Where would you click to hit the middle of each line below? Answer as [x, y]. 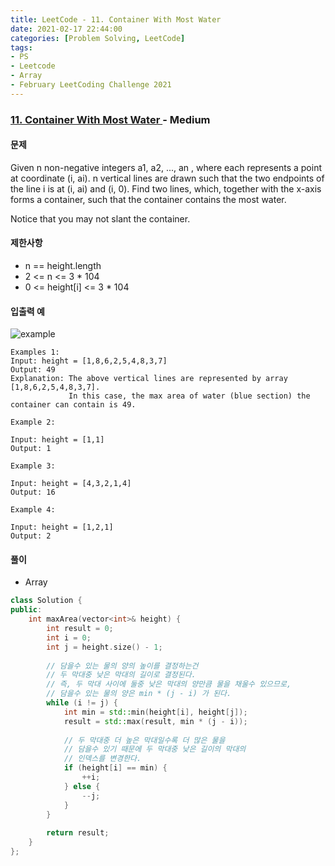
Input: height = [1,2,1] [62, 527]
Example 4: [33, 510]
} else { [82, 786]
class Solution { [46, 601]
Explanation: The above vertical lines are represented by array [149, 379]
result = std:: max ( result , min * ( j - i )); [155, 721]
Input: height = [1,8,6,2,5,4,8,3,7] [89, 361]
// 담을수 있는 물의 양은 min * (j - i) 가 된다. [139, 694]
